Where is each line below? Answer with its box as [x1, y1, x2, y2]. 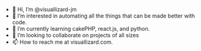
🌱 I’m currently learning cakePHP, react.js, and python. [12, 25, 150, 32]
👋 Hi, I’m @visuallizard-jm [12, 6, 77, 13]
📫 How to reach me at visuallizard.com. [12, 38, 113, 46]
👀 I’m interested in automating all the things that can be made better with [12, 12, 196, 19]
